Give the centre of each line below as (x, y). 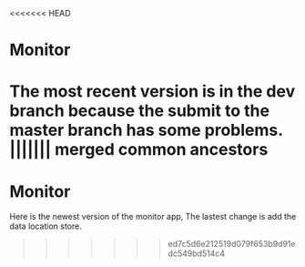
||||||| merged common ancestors (139, 150)
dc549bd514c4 (197, 253)
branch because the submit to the (140, 111)
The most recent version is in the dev (152, 92)
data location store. (46, 226)
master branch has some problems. (146, 130)
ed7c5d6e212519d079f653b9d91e (232, 244)
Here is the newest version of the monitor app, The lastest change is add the (153, 217)
